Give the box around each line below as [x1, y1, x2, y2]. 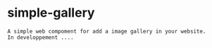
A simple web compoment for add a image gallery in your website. [7, 28, 206, 35]
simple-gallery [7, 5, 95, 21]
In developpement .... [7, 33, 74, 41]
